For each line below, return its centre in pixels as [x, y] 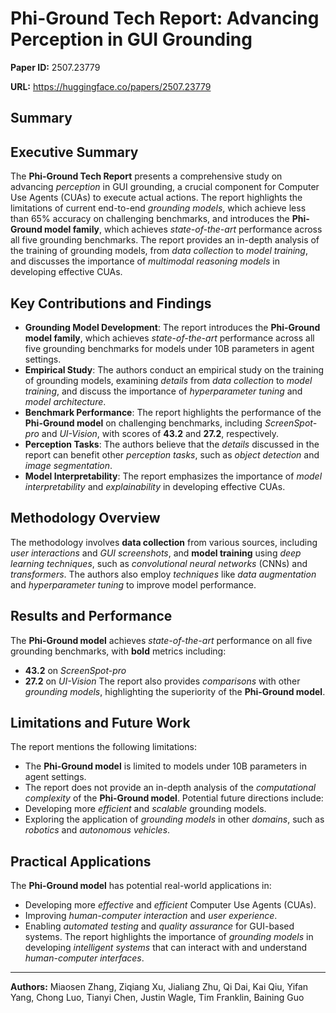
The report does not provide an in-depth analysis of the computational [170, 788]
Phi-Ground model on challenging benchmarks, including [143, 423]
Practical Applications [81, 861]
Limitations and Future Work [100, 722]
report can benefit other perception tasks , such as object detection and [172, 454]
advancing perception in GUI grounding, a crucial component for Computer [165, 187]
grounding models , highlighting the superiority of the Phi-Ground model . [175, 691]
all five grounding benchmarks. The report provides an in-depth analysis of [165, 240]
